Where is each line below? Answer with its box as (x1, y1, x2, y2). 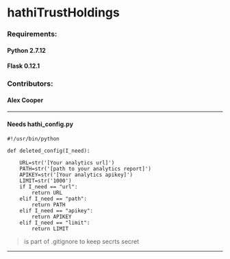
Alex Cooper (7, 96, 44, 104)
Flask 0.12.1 (7, 62, 40, 70)
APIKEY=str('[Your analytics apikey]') (19, 171, 133, 178)
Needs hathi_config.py (7, 120, 74, 128)
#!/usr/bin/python (7, 135, 60, 142)
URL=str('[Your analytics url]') (19, 159, 115, 166)
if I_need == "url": (19, 183, 78, 190)
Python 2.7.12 (7, 46, 47, 54)
